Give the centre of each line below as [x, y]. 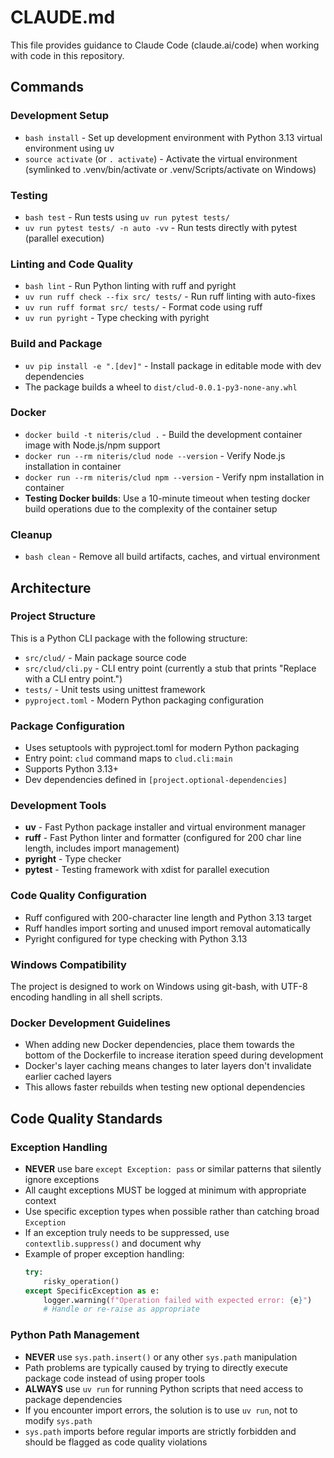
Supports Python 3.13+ [72, 769]
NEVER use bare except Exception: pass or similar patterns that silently [173, 1168]
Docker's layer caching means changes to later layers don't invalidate [168, 1066]
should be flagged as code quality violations [116, 1442]
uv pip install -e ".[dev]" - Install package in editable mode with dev [173, 365]
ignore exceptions [62, 1179]
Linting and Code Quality [72, 264]
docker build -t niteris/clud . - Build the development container [163, 434]
